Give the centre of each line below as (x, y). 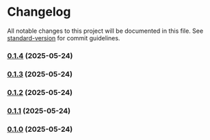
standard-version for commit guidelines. (64, 38)
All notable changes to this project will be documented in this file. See (105, 31)
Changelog (39, 12)
